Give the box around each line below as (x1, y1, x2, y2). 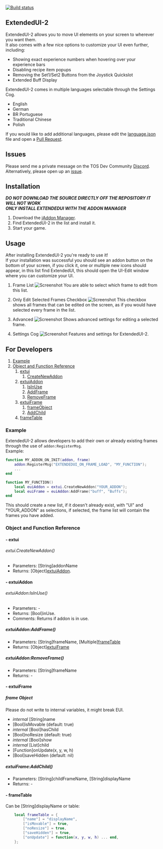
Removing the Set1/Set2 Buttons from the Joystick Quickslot (12, 72, 133, 78)
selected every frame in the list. (12, 307, 76, 313)
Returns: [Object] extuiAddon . (12, 568, 71, 574)
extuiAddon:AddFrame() (5, 627, 56, 633)
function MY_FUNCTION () (5, 480, 54, 485)
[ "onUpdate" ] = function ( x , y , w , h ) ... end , (23, 835, 119, 840)
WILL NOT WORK (5, 200, 41, 206)
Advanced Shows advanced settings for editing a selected (12, 316, 158, 322)
